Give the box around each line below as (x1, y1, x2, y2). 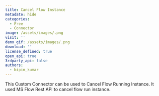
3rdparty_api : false (5, 58, 48, 63)
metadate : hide (5, 12, 37, 17)
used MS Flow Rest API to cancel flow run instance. (5, 87, 111, 92)
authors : (5, 63, 23, 68)
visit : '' (5, 35, 26, 40)
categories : (5, 16, 30, 21)
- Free (9, 21, 23, 26)
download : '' (5, 44, 32, 49)
